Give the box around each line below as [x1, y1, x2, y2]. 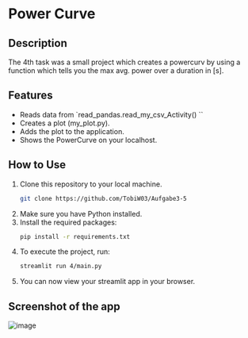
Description [8, 36, 67, 50]
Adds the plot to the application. [19, 126, 124, 136]
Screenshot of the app [8, 299, 120, 313]
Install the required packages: [19, 217, 117, 227]
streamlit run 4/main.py [19, 263, 102, 271]
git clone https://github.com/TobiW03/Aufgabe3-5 [19, 194, 188, 202]
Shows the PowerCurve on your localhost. [19, 135, 158, 144]
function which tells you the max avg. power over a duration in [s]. [8, 66, 224, 75]
